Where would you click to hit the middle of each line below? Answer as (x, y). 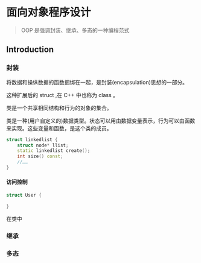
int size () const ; (40, 157)
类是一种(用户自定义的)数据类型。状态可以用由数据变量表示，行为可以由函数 (101, 121)
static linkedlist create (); (54, 151)
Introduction (30, 50)
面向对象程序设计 (49, 12)
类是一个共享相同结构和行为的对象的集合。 (59, 108)
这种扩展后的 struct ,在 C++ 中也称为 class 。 (62, 95)
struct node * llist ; (43, 145)
